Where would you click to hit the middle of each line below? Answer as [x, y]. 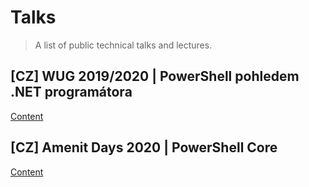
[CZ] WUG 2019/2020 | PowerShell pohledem [155, 76]
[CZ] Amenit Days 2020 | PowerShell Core [144, 147]
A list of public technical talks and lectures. [123, 45]
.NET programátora [71, 92]
